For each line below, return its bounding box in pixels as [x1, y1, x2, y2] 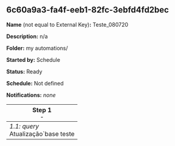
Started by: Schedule [6, 56, 61, 63]
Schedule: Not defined [6, 79, 64, 87]
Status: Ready [6, 68, 43, 75]
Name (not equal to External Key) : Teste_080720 [6, 21, 129, 28]
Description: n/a [6, 33, 48, 40]
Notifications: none [6, 91, 56, 99]
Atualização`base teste [9, 130, 75, 138]
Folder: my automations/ [6, 44, 68, 51]
